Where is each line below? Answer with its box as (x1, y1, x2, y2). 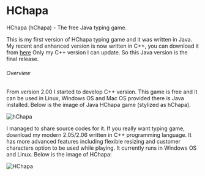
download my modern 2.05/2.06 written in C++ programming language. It (6, 131, 192, 139)
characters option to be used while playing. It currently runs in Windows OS (6, 144, 197, 152)
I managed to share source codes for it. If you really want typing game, (6, 125, 185, 132)
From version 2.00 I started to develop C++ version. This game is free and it (6, 88, 198, 95)
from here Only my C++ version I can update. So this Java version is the (6, 48, 188, 56)
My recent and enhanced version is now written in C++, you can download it (6, 42, 199, 50)
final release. (6, 55, 39, 62)
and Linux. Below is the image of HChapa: (6, 151, 112, 158)
